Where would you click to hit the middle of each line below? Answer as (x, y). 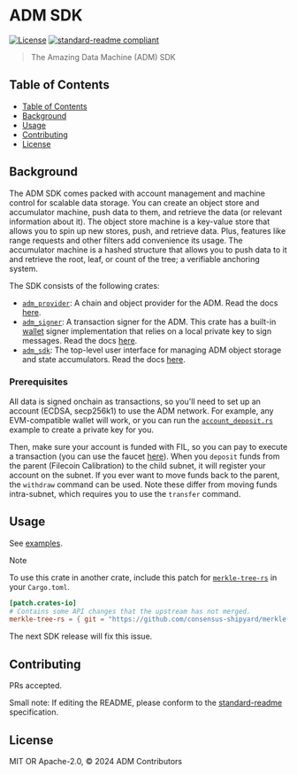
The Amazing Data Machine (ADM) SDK (103, 57)
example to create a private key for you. (82, 430)
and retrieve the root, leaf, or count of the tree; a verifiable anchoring (134, 259)
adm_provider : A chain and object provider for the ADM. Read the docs (150, 303)
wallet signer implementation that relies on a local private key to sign (147, 331)
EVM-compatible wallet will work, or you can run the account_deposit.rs (141, 420)
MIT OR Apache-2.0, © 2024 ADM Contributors (96, 761)
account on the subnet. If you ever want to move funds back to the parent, (145, 475)
